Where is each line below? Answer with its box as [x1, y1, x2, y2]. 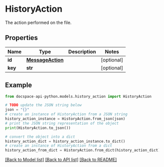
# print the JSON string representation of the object [5, 121, 119, 125]
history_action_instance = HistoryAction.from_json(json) [5, 116, 125, 122]
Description [68, 48, 96, 55]
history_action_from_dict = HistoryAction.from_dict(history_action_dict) [5, 148, 161, 153]
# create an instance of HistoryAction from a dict [5, 143, 112, 148]
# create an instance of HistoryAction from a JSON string [5, 112, 128, 117]
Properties [5, 34, 38, 42]
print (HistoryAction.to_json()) [5, 125, 71, 130]
